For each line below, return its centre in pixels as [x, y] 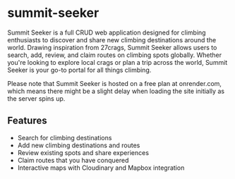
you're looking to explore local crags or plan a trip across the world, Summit [117, 62]
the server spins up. [36, 98]
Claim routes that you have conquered [73, 160]
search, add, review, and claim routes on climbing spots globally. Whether [115, 55]
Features [27, 121]
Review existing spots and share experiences [83, 152]
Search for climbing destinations [65, 137]
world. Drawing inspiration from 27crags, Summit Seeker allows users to [112, 47]
